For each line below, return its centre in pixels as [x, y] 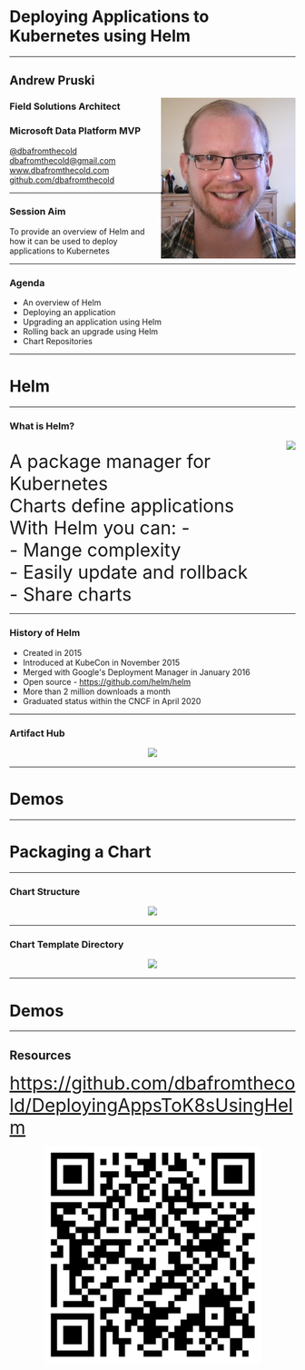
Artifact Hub [37, 733]
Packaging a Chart [80, 852]
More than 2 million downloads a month [96, 691]
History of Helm [45, 633]
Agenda [27, 283]
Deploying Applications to [109, 17]
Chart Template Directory [67, 945]
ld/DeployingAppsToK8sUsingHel [151, 1106]
